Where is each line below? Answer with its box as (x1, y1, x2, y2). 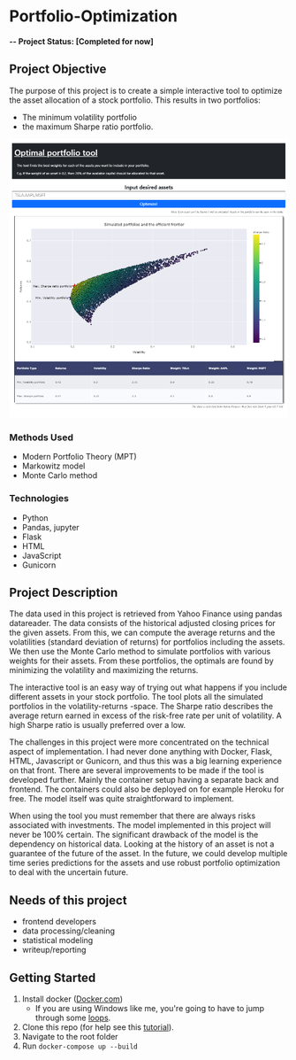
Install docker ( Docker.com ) (21, 994, 124, 1004)
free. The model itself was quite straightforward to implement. (9, 793, 234, 804)
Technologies (9, 492, 69, 505)
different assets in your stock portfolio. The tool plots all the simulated (9, 692, 263, 702)
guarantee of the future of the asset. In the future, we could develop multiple (9, 848, 288, 859)
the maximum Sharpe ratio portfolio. (21, 121, 154, 132)
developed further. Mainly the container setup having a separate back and (9, 775, 279, 785)
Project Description (9, 585, 118, 600)
